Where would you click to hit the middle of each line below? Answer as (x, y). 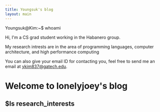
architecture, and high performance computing (52, 52)
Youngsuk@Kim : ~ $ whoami (33, 28)
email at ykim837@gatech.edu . (36, 66)
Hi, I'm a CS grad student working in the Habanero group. (63, 37)
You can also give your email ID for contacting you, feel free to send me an (80, 61)
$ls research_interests (40, 104)
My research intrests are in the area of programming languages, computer (80, 47)
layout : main (18, 14)
